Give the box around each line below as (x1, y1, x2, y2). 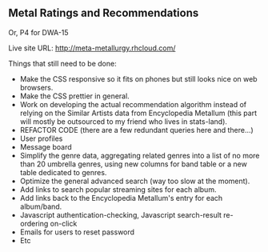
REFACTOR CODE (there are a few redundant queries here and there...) (19, 125, 254, 134)
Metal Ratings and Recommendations (8, 6, 199, 20)
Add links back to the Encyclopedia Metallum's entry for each (19, 193, 223, 202)
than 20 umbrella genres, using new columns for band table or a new (19, 159, 248, 169)
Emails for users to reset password (19, 227, 134, 237)
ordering (19, 218, 49, 228)
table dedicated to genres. (19, 167, 107, 177)
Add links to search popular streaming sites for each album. (19, 184, 217, 194)
